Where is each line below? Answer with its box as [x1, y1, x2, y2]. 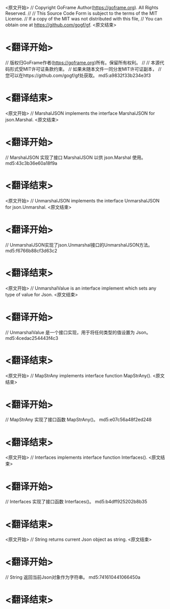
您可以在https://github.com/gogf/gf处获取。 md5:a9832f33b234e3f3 [5, 72, 151, 78]
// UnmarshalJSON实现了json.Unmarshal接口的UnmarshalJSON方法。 [5, 241, 153, 248]
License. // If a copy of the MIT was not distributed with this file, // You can [5, 16, 162, 22]
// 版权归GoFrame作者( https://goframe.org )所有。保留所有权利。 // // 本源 [5, 59, 160, 66]
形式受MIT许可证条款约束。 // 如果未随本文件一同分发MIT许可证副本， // [9, 66, 162, 72]
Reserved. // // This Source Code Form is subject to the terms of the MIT [5, 10, 158, 16]
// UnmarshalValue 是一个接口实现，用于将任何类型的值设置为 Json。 [5, 329, 151, 335]
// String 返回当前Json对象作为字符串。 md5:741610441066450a [5, 574, 140, 580]
